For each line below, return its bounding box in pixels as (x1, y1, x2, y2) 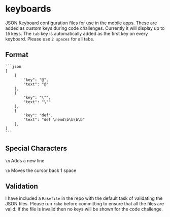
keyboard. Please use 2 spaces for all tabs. (5, 36, 95, 42)
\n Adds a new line (5, 157, 45, 163)
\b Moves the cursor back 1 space (5, 167, 77, 173)
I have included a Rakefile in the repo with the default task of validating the (5, 195, 163, 201)
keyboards (5, 3, 52, 15)
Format (5, 51, 29, 59)
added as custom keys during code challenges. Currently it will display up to (5, 25, 165, 31)
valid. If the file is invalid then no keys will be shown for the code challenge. (5, 206, 163, 212)
